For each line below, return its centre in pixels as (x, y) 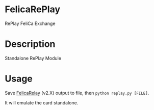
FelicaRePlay (33, 9)
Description (30, 44)
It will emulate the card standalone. (42, 102)
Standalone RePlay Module (33, 58)
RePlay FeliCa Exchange (30, 23)
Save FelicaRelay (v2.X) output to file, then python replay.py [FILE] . (77, 93)
